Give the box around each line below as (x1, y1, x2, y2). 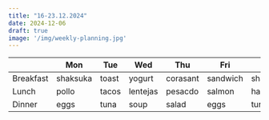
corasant (166, 73, 199, 84)
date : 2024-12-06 (8, 19, 66, 27)
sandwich (207, 73, 244, 84)
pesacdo (166, 86, 199, 97)
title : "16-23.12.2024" (8, 11, 88, 20)
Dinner (12, 99, 38, 110)
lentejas (128, 86, 159, 97)
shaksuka (55, 73, 93, 84)
